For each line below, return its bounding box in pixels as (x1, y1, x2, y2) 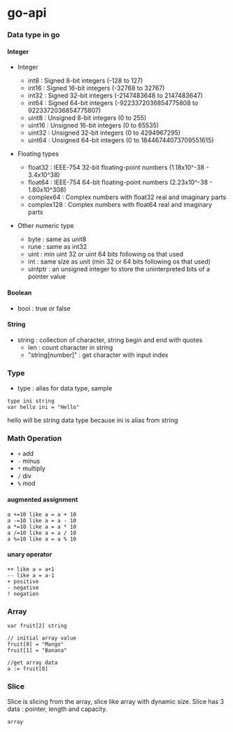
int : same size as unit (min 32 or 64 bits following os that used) (27, 257, 211, 266)
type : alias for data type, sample (17, 384, 113, 393)
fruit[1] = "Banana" (7, 647, 68, 654)
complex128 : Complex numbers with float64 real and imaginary (27, 201, 212, 209)
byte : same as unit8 (27, 235, 87, 243)
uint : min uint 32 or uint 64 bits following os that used (27, 250, 184, 259)
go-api (7, 5, 47, 21)
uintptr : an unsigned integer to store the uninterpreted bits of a (27, 265, 210, 273)
